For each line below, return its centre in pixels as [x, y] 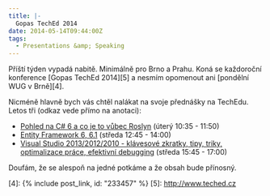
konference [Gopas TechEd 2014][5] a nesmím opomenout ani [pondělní [129, 78]
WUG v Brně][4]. [36, 87]
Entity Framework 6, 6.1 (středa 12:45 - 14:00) [95, 135]
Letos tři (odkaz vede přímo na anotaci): [75, 111]
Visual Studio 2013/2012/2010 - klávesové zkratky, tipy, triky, [121, 143]
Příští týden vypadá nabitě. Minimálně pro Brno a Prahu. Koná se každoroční [135, 69]
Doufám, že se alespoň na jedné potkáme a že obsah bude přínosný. [122, 168]
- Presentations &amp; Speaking [70, 46]
